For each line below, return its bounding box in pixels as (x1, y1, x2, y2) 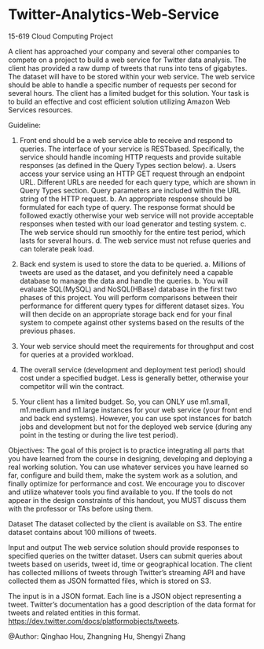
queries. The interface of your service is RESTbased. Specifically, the (19, 144, 245, 153)
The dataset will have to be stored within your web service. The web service (8, 71, 255, 81)
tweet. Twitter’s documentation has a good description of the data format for (8, 599, 256, 609)
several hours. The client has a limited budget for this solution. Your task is (8, 88, 250, 97)
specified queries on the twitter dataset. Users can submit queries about (8, 551, 243, 560)
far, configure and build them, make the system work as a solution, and (8, 470, 238, 480)
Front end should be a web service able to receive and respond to (19, 135, 233, 145)
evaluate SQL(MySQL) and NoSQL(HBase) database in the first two (19, 284, 237, 294)
